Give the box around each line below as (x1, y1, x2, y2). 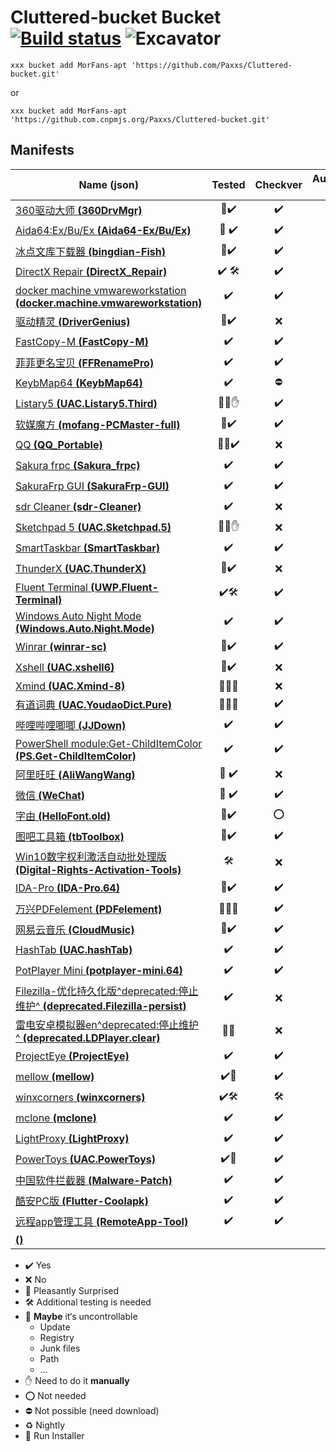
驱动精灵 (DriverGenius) (15, 315, 131, 329)
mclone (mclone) (15, 1111, 97, 1125)
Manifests (10, 142, 75, 159)
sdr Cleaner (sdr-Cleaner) (15, 500, 142, 514)
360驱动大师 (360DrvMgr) (15, 204, 143, 218)
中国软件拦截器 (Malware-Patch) (15, 1174, 173, 1188)
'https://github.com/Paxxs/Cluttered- (131, 60, 293, 70)
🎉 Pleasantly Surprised (24, 1284, 120, 1296)
